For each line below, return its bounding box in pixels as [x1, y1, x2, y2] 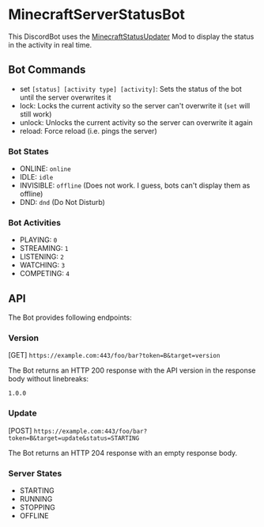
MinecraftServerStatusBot [8, 6, 186, 24]
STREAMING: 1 [19, 244, 69, 253]
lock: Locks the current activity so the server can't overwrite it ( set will [19, 100, 251, 110]
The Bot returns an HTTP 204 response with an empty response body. [8, 448, 238, 457]
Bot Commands [8, 63, 86, 77]
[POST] [8, 426, 32, 435]
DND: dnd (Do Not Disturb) [19, 198, 105, 207]
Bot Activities [8, 217, 62, 228]
